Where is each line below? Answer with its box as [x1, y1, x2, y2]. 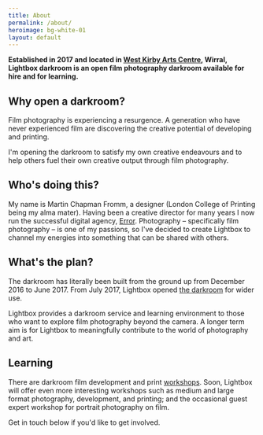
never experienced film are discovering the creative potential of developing [8, 123, 252, 134]
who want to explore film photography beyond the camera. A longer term [8, 316, 246, 326]
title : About [8, 11, 51, 20]
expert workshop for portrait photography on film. [8, 402, 170, 411]
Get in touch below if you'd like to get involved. [8, 418, 161, 427]
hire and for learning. [8, 72, 79, 81]
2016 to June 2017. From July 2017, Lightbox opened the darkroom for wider [8, 285, 254, 294]
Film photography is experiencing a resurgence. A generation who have [8, 116, 240, 125]
